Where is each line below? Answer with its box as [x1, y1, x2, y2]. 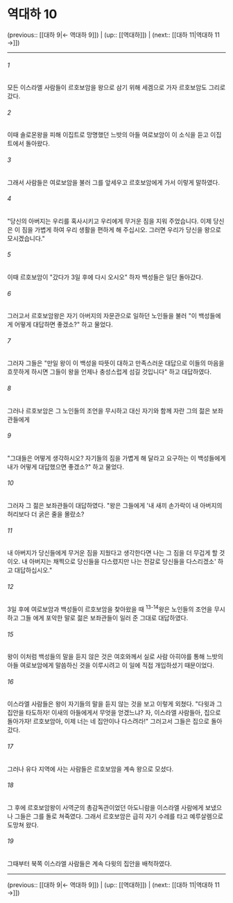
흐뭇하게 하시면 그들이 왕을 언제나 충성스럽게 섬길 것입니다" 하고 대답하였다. [7, 367, 212, 376]
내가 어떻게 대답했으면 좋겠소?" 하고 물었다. [7, 463, 125, 471]
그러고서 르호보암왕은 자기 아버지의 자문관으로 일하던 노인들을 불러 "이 [7, 312, 198, 320]
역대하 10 [7, 6, 58, 22]
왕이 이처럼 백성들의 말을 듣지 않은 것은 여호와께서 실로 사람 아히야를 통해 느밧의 [7, 652, 224, 661]
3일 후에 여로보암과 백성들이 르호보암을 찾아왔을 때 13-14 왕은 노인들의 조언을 [7, 604, 213, 613]
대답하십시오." [14, 566, 53, 574]
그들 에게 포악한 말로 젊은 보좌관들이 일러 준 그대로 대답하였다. [19, 614, 189, 622]
